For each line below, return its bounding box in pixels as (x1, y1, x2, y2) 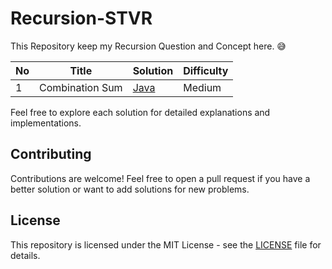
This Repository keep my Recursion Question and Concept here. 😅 (10, 40, 287, 52)
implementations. (10, 117, 82, 129)
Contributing (10, 146, 92, 163)
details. (10, 249, 41, 261)
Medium (183, 80, 222, 94)
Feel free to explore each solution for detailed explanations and (10, 106, 271, 118)
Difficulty (183, 63, 229, 77)
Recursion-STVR (10, 7, 153, 30)
